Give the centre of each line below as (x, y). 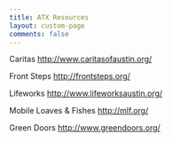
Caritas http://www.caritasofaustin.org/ (81, 59)
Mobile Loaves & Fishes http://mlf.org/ (79, 111)
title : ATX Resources (49, 17)
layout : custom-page (47, 26)
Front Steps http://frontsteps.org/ (70, 76)
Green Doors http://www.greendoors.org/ (85, 128)
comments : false (39, 34)
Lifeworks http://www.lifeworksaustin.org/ (86, 93)
